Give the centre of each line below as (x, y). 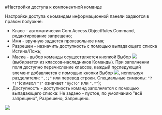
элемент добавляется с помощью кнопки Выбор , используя (77, 73)
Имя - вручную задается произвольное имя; (58, 41)
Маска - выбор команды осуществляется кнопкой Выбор (72, 57)
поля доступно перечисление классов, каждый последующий (76, 67)
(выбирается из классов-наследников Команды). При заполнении (81, 62)
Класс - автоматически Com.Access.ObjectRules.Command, (74, 31)
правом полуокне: (24, 21)
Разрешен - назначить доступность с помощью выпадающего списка (84, 46)
